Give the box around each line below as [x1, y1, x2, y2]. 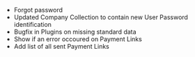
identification [13, 21, 52, 28]
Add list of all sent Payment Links [13, 43, 109, 50]
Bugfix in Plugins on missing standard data [13, 27, 137, 36]
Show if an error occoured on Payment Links [13, 35, 143, 43]
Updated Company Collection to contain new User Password [13, 13, 188, 21]
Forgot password [13, 6, 63, 14]
